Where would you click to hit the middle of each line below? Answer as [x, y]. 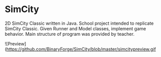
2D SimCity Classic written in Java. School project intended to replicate [79, 23]
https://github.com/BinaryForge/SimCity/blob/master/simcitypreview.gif [81, 49]
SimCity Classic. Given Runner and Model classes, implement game [75, 28]
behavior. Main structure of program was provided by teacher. [70, 34]
